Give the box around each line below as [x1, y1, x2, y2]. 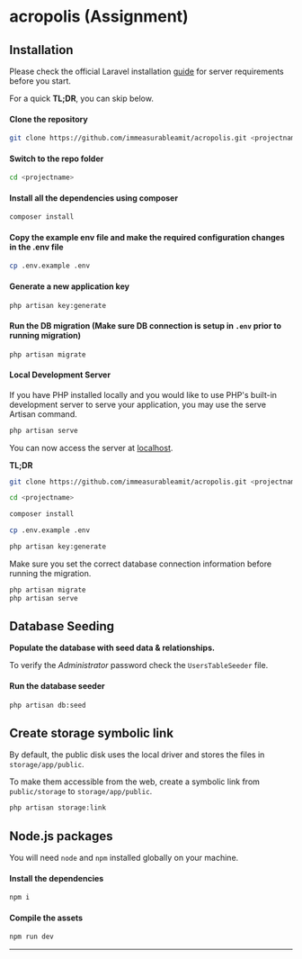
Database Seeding [9, 619, 115, 634]
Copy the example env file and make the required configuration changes [9, 231, 285, 242]
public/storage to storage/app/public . [9, 786, 153, 797]
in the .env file [9, 241, 65, 252]
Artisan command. [9, 408, 78, 420]
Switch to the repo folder [9, 153, 104, 164]
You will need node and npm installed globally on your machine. [9, 853, 239, 864]
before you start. [9, 76, 72, 86]
